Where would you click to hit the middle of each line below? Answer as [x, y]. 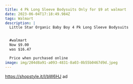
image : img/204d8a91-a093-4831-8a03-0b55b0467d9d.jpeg [61, 63]
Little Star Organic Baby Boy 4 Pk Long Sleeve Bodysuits [69, 28]
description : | [20, 23]
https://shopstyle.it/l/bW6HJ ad [36, 76]
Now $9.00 [19, 45]
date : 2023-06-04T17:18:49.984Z [37, 14]
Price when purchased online [39, 58]
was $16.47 [20, 49]
